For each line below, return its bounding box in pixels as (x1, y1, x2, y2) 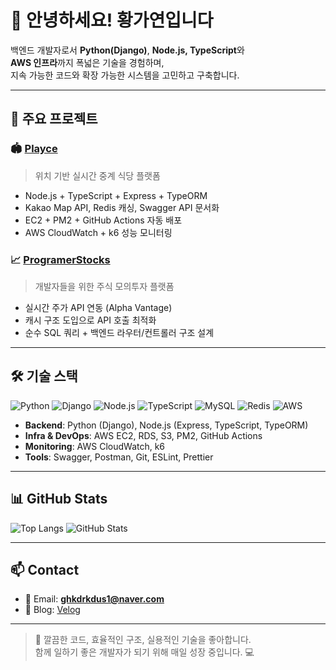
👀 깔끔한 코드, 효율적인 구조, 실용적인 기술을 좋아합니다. (34, 634, 252, 646)
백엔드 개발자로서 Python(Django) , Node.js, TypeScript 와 (10, 44, 245, 56)
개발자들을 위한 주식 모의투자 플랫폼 (34, 280, 175, 292)
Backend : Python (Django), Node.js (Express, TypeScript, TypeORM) (24, 419, 309, 431)
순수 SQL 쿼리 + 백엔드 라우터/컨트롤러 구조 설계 (24, 326, 215, 338)
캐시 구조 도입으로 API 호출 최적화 (24, 314, 157, 326)
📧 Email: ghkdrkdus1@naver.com (24, 593, 165, 605)
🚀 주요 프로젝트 (10, 111, 98, 128)
